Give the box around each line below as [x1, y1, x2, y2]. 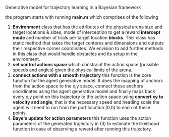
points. [12, 110, 27, 116]
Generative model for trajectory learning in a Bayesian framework [5, 5, 141, 10]
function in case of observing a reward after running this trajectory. [12, 126, 152, 132]
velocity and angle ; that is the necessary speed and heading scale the [12, 99, 160, 105]
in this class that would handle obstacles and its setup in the [12, 51, 138, 57]
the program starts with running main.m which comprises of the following [5, 14, 159, 20]
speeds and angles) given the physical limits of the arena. [12, 67, 133, 73]
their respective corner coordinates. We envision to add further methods [12, 45, 163, 51]
